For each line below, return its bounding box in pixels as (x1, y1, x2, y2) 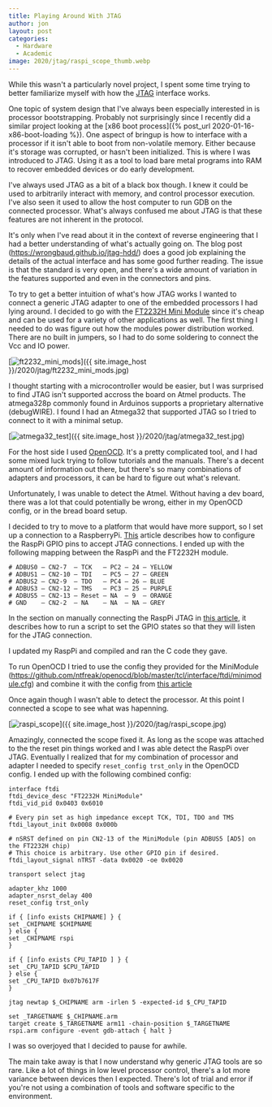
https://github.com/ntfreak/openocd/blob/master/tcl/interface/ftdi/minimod (11, 670, 262, 680)
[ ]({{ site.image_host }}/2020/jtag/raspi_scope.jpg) (8, 719, 227, 729)
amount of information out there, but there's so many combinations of (8, 464, 242, 474)
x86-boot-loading (8, 129, 68, 139)
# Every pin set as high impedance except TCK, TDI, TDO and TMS (8, 813, 234, 821)
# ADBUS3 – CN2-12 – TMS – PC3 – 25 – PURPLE (8, 584, 173, 593)
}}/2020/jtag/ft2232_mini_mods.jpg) (8, 365, 130, 374)
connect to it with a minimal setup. (8, 415, 123, 425)
